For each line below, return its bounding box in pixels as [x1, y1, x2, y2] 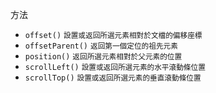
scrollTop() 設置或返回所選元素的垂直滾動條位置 [24, 73, 202, 83]
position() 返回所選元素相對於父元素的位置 [24, 52, 183, 62]
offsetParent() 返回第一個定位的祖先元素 [24, 41, 178, 51]
